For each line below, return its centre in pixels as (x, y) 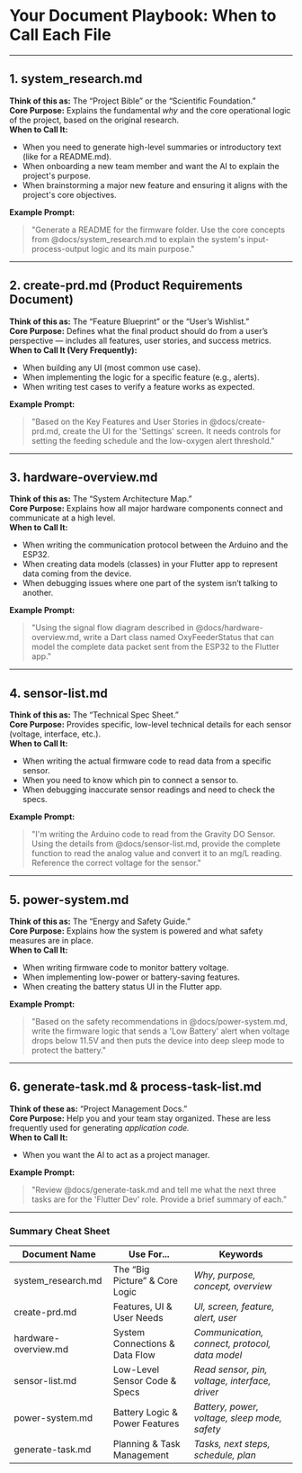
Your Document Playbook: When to (143, 16)
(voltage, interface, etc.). (55, 734)
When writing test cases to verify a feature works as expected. (138, 386)
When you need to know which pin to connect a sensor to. (130, 781)
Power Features (146, 1423)
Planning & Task (147, 1444)
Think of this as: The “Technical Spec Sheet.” (94, 715)
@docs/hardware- (229, 628)
